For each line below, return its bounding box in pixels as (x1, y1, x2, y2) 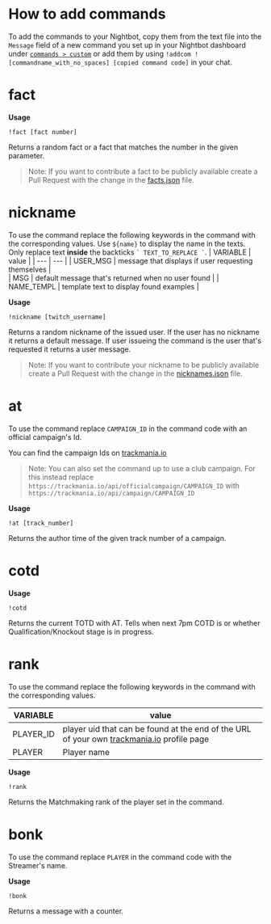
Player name (62, 746, 110, 757)
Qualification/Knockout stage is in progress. (8, 627, 155, 636)
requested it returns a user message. (8, 344, 131, 354)
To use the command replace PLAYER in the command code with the (8, 852, 232, 862)
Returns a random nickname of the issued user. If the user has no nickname (8, 327, 260, 336)
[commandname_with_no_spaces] (8, 58, 110, 67)
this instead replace (27, 472, 94, 482)
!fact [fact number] (8, 128, 78, 136)
